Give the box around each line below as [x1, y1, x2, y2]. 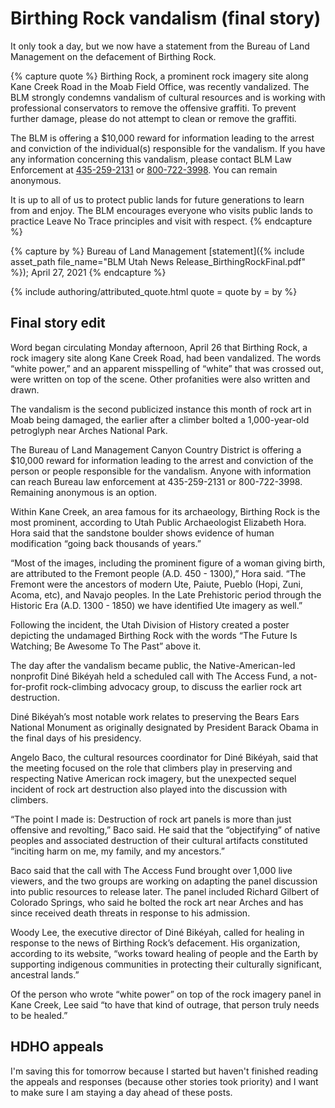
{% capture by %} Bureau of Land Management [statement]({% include [10, 245, 305, 257]
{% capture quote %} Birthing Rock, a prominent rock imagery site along [10, 70, 309, 82]
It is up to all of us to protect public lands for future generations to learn [10, 193, 305, 206]
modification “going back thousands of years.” [10, 537, 202, 549]
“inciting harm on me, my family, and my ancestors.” [10, 845, 225, 857]
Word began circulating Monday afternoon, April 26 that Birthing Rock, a [10, 341, 308, 353]
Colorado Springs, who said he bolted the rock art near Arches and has [10, 896, 304, 908]
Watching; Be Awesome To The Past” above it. [10, 640, 202, 652]
